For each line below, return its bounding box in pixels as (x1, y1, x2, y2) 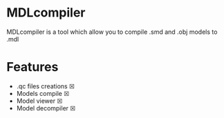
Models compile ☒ (16, 89, 70, 97)
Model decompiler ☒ (16, 104, 76, 112)
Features (6, 59, 59, 75)
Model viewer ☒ (16, 97, 63, 105)
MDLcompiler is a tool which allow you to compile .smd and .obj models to (6, 28, 218, 36)
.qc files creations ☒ (16, 81, 75, 90)
